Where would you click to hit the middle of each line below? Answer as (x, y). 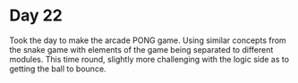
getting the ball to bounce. (58, 69)
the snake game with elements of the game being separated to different (141, 49)
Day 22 (36, 16)
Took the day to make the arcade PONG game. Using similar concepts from (148, 40)
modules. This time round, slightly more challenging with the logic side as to (149, 59)
